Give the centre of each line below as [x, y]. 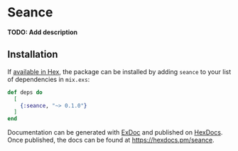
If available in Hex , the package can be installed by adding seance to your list [119, 71]
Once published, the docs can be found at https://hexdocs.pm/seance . [111, 140]
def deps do [25, 92]
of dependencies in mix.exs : [49, 79]
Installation [33, 54]
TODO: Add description [43, 32]
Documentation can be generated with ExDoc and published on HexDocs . [115, 132]
